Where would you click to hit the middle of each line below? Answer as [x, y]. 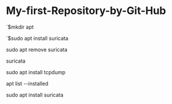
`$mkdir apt [20, 27]
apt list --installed [27, 84]
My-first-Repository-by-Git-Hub [86, 11]
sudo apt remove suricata [37, 49]
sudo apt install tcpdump [36, 72]
